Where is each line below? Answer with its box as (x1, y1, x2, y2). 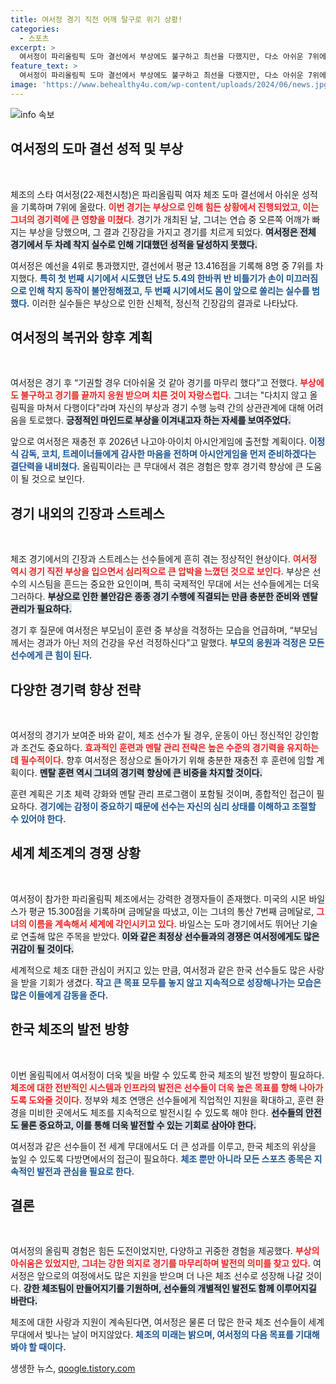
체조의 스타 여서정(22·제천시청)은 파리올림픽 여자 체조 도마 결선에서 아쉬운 (10, 188, 300, 200)
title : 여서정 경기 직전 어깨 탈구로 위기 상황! (10, 14, 183, 25)
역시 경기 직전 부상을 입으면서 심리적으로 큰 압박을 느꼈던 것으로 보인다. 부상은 (10, 566, 311, 578)
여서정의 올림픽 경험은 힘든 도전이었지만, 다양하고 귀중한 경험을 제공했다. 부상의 (10, 1245, 320, 1257)
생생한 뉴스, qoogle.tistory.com (10, 1362, 136, 1375)
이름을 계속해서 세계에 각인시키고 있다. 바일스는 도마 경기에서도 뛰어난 (28, 917, 300, 930)
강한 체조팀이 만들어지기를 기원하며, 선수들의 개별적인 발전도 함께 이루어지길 (23, 1282, 317, 1295)
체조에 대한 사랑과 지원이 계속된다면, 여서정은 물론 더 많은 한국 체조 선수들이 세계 (10, 1316, 325, 1328)
